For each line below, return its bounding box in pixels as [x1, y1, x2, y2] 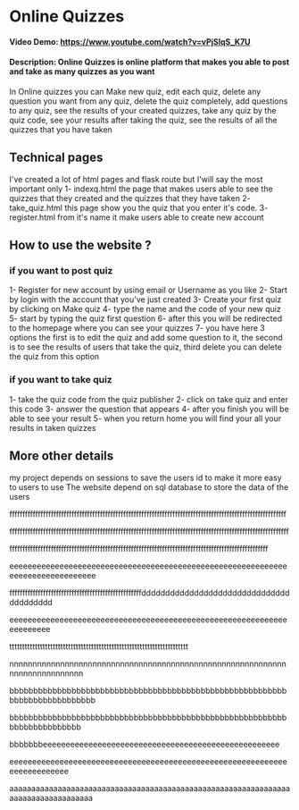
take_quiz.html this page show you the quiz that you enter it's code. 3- [9, 202, 269, 213]
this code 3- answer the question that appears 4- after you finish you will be [9, 403, 290, 414]
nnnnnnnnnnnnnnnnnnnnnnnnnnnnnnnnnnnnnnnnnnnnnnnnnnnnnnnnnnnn [9, 658, 287, 669]
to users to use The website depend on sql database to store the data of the [9, 481, 289, 493]
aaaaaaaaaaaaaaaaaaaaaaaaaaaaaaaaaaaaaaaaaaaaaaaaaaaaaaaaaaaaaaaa [9, 782, 291, 793]
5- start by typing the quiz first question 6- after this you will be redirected [9, 313, 283, 324]
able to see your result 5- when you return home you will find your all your [9, 413, 282, 424]
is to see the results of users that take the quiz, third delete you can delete [9, 342, 283, 352]
